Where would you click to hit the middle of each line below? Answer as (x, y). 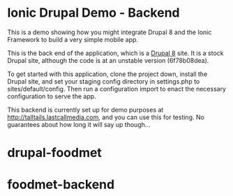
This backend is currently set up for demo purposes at (85, 110)
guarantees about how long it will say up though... (79, 124)
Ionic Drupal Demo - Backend (93, 13)
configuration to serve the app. (52, 96)
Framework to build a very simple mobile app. (73, 39)
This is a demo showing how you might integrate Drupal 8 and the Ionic (110, 32)
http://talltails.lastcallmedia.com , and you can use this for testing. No (106, 117)
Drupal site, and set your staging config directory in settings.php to (104, 81)
